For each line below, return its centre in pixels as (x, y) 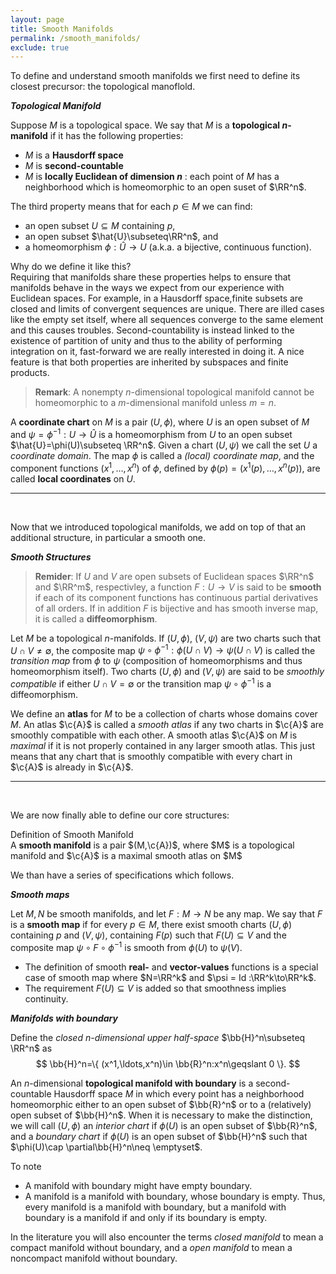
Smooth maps (40, 894)
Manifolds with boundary (64, 1018)
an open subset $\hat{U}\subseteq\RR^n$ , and (121, 237)
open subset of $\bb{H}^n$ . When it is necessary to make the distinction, (161, 1115)
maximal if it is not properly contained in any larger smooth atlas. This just (162, 745)
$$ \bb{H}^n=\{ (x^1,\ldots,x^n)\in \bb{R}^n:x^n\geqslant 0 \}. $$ (168, 1063)
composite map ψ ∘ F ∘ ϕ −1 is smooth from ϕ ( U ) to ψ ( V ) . (126, 946)
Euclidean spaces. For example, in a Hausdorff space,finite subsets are (157, 298)
